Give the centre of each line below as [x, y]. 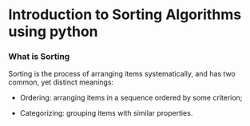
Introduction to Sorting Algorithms [125, 15]
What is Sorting [39, 57]
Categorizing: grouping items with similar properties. [106, 113]
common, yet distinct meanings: [61, 82]
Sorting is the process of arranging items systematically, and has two [122, 74]
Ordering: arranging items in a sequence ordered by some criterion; [131, 98]
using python [53, 31]
